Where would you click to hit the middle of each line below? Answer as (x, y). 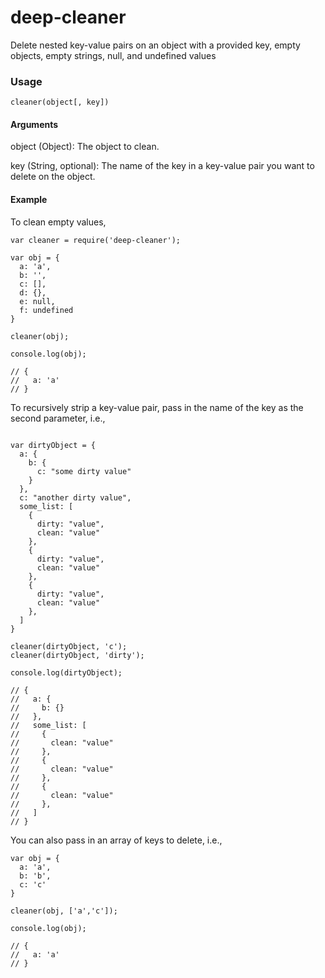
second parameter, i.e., (58, 418)
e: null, (37, 301)
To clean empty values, (58, 222)
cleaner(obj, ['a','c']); (64, 911)
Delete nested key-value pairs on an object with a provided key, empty (155, 45)
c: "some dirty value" (84, 471)
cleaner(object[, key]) (60, 102)
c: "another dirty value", (75, 497)
